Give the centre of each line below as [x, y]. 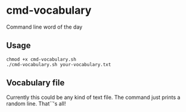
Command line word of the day [44, 27]
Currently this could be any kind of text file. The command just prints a [93, 97]
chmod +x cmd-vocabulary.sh [41, 59]
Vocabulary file [35, 83]
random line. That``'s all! [36, 103]
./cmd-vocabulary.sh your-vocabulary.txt [59, 64]
